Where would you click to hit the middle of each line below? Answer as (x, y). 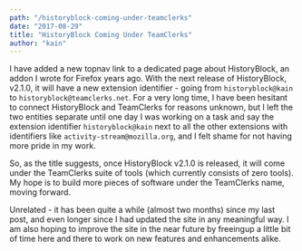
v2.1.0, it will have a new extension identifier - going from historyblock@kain (151, 88)
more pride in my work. (53, 146)
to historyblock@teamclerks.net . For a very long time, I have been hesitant (149, 98)
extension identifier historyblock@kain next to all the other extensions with (149, 127)
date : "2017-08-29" (46, 26)
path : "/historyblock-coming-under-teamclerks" (101, 18)
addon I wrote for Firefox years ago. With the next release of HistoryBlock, (148, 79)
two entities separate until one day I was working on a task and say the (142, 117)
